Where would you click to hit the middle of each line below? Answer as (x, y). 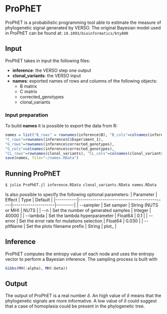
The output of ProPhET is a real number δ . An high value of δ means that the (83, 296)
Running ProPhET (33, 173)
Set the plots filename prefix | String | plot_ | (72, 226)
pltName (14, 226)
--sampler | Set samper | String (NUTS (119, 205)
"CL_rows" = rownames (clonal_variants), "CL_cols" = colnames (66, 153)
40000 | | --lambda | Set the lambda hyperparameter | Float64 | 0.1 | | (77, 215)
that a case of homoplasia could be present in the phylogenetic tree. (75, 306)
